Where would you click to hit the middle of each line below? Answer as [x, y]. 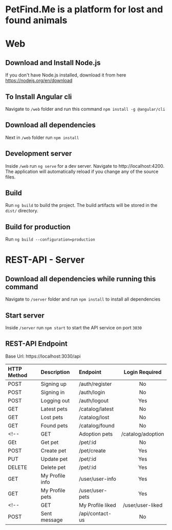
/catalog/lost [94, 417]
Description [55, 372]
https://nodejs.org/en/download [39, 81]
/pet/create [92, 450]
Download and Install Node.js [53, 63]
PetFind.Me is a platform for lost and [84, 9]
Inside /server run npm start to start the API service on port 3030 [74, 328]
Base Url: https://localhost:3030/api [43, 356]
